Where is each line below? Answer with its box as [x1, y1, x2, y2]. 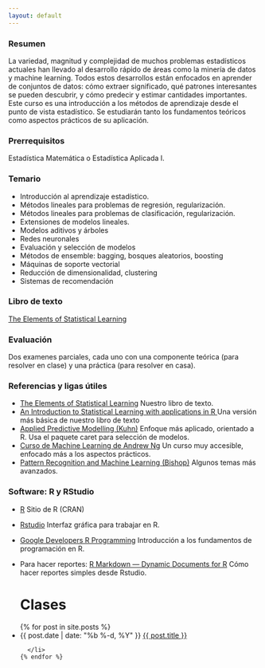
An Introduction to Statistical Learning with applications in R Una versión [19, 407, 257, 417]
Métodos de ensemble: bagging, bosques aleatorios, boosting [19, 250, 224, 260]
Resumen [8, 37, 46, 49]
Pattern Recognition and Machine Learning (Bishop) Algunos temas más [19, 458, 256, 467]
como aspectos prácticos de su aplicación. [8, 115, 150, 124]
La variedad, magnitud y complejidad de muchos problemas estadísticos [8, 56, 247, 65]
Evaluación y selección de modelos [19, 242, 136, 252]
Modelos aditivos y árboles [19, 225, 109, 235]
